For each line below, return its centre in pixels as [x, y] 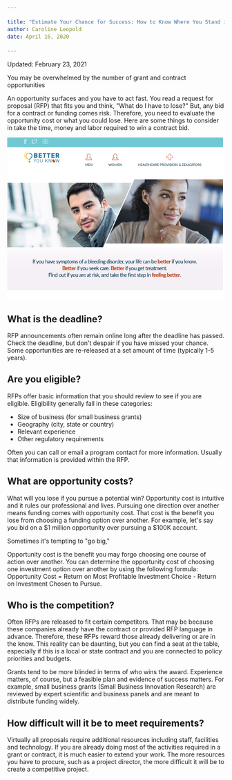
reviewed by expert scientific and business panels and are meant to [103, 694]
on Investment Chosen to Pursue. [55, 584]
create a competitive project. [48, 769]
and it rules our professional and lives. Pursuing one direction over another [113, 505]
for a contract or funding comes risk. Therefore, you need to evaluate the [111, 113]
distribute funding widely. [43, 701]
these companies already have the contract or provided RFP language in [110, 629]
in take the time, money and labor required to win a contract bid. [98, 128]
